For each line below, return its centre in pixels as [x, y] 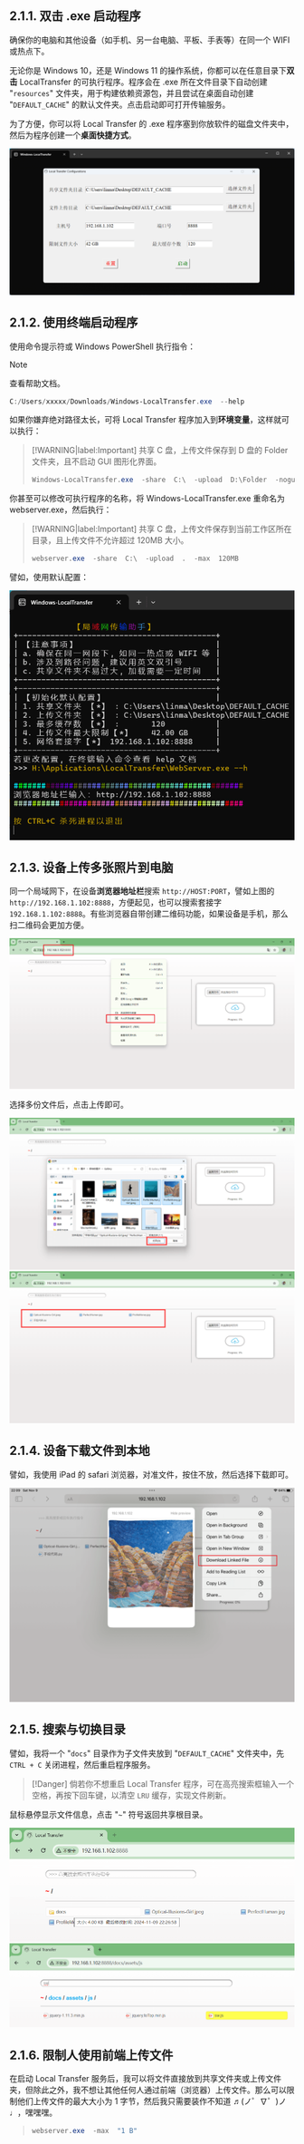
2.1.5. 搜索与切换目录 [68, 1730]
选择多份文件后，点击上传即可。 [69, 1105]
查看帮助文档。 [37, 383]
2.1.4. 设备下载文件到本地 [80, 1451]
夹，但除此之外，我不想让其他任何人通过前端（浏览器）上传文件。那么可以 [148, 2090]
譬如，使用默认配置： [49, 577]
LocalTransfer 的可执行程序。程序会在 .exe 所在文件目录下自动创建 [144, 82]
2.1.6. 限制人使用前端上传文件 [91, 2055]
